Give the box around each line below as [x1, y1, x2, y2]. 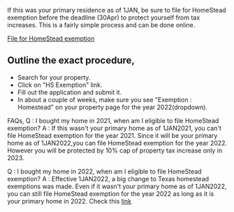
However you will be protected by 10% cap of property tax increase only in [7, 146, 223, 155]
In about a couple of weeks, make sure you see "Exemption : [17, 95, 192, 104]
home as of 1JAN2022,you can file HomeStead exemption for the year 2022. [7, 139, 228, 147]
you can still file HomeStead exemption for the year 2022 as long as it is [7, 189, 214, 198]
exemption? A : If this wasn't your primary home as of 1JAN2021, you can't [7, 124, 222, 132]
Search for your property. [17, 73, 91, 81]
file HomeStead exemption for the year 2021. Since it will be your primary [7, 131, 218, 139]
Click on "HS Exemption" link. [17, 80, 103, 89]
